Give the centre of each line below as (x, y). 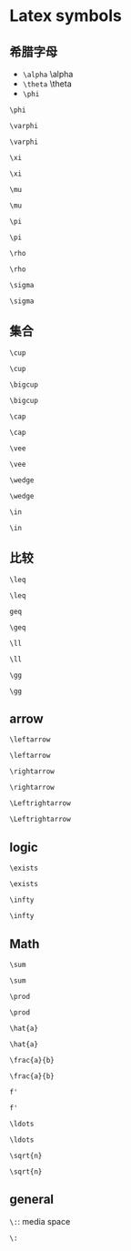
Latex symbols (66, 16)
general (32, 1200)
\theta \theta (47, 84)
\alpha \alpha (48, 74)
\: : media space (40, 1221)
